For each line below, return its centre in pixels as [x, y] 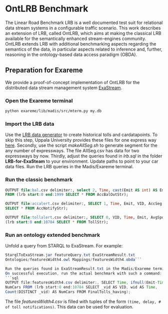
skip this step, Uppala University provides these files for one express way [81, 140]
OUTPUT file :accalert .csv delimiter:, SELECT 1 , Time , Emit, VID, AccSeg [84, 204]
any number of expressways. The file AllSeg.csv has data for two [72, 151]
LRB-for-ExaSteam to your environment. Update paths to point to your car [82, 161]
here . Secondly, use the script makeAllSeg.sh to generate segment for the [81, 145]
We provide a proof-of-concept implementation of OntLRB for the [72, 82]
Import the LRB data [30, 124]
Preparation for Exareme [44, 70]
